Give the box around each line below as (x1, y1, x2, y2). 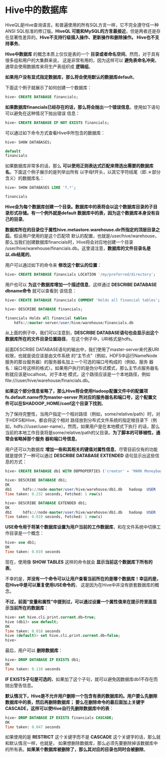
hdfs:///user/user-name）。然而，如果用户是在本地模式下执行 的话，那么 (13, 423, 160, 429)
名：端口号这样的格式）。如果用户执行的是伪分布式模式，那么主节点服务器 (5, 365, 155, 371)
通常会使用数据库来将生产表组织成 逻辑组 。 (5, 63, 93, 69)
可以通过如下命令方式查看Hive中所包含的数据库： (5, 130, 105, 136)
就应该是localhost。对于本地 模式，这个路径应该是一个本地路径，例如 (9, 371, 151, 377)
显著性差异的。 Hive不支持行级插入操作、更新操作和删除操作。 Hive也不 (9, 34, 155, 40)
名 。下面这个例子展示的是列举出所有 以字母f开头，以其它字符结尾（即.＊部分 (5, 169, 161, 175)
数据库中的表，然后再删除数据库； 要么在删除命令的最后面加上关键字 (5, 699, 145, 705)
